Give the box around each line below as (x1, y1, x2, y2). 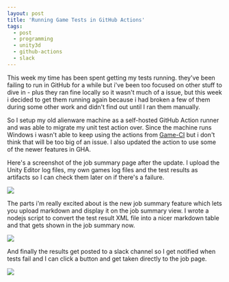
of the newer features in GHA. (7, 145, 91, 153)
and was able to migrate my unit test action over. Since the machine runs (7, 123, 212, 131)
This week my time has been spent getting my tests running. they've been (7, 73, 215, 82)
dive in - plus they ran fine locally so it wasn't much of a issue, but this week (7, 88, 222, 96)
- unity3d (13, 42, 41, 49)
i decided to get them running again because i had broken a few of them (7, 95, 211, 104)
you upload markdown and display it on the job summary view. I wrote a (7, 207, 209, 215)
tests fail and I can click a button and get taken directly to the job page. (7, 255, 207, 263)
